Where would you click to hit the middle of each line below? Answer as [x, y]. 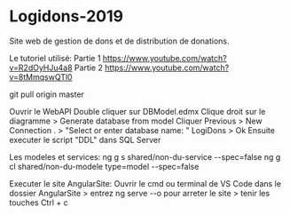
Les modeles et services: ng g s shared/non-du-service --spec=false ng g [145, 156]
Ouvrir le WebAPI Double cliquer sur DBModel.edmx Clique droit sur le [137, 111]
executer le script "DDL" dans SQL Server [85, 139]
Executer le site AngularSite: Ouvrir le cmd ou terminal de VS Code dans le [145, 183]
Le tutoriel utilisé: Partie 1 [55, 58]
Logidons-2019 [67, 16]
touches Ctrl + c [39, 203]
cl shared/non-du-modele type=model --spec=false [104, 166]
